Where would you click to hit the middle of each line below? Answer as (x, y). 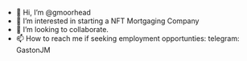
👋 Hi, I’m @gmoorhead (53, 12)
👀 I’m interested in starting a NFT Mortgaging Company (107, 21)
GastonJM (33, 50)
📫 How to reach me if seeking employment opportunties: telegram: (128, 39)
